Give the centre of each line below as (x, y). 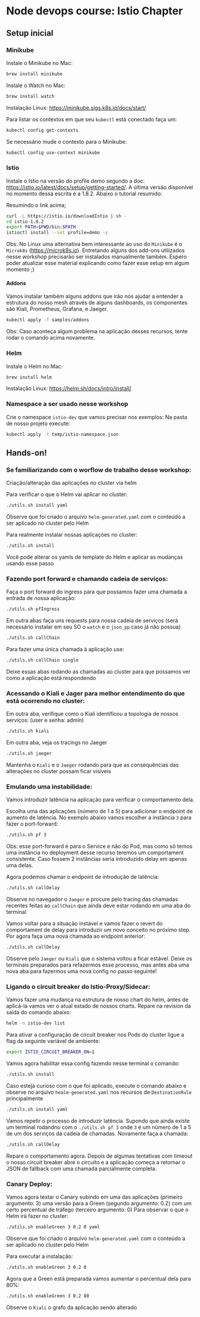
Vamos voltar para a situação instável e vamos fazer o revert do (84, 924)
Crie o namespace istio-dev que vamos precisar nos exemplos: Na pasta (97, 417)
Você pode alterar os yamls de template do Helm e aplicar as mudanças (95, 557)
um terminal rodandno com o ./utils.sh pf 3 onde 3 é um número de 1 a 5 (99, 1127)
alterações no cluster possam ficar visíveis (59, 771)
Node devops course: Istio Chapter (95, 11)
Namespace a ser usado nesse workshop (67, 404)
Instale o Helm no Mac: (35, 366)
